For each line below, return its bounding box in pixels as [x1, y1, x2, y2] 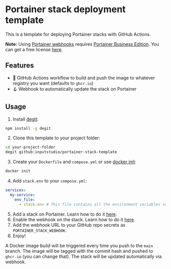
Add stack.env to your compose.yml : [12, 178, 87, 184]
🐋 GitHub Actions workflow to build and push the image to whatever [12, 75, 155, 81]
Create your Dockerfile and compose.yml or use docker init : [12, 159, 136, 165]
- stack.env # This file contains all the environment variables [18, 202, 160, 207]
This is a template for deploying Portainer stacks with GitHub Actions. [5, 31, 151, 37]
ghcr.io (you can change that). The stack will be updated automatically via [5, 253, 162, 259]
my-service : [10, 192, 36, 197]
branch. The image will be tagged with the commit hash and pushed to [5, 248, 154, 254]
